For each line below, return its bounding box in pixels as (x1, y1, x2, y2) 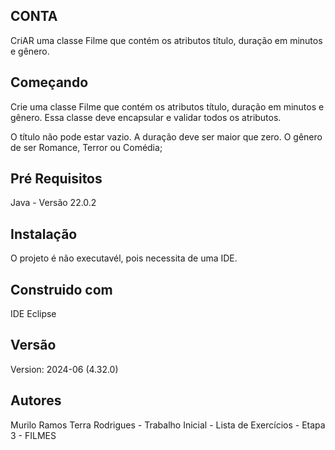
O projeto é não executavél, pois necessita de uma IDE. (10, 252, 238, 264)
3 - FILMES (10, 429, 57, 441)
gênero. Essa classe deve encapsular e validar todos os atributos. (10, 111, 282, 123)
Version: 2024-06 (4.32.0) (10, 363, 119, 375)
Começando (10, 74, 89, 91)
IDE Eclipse (10, 308, 57, 320)
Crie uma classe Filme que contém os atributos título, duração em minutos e (10, 100, 325, 113)
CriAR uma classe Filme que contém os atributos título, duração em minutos (10, 34, 323, 46)
